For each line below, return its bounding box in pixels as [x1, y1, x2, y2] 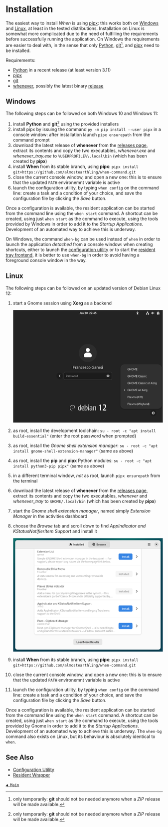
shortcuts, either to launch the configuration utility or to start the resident [5, 246, 156, 253]
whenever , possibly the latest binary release [12, 82, 104, 88]
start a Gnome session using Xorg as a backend [12, 300, 112, 306]
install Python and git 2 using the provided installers [12, 120, 119, 127]
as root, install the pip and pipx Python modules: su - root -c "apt [12, 457, 152, 463]
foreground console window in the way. [5, 257, 87, 263]
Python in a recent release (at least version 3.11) [12, 66, 111, 73]
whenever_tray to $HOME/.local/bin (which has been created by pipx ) [12, 498, 156, 504]
